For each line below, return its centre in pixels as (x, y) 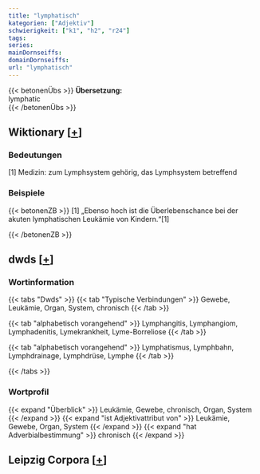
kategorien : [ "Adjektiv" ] (51, 23)
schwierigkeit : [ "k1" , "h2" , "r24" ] (69, 30)
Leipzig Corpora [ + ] (58, 460)
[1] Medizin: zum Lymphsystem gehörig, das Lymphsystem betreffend (123, 172)
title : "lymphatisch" (44, 16)
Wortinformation (41, 282)
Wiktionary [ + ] (45, 132)
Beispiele (27, 193)
